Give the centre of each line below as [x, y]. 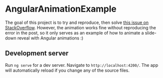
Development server [37, 53]
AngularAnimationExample [61, 9]
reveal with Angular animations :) [51, 38]
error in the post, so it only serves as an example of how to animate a [74, 33]
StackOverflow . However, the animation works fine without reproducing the [81, 27]
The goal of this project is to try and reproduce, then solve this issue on [77, 22]
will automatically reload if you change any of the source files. [67, 70]
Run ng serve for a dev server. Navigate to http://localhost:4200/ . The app [82, 65]
